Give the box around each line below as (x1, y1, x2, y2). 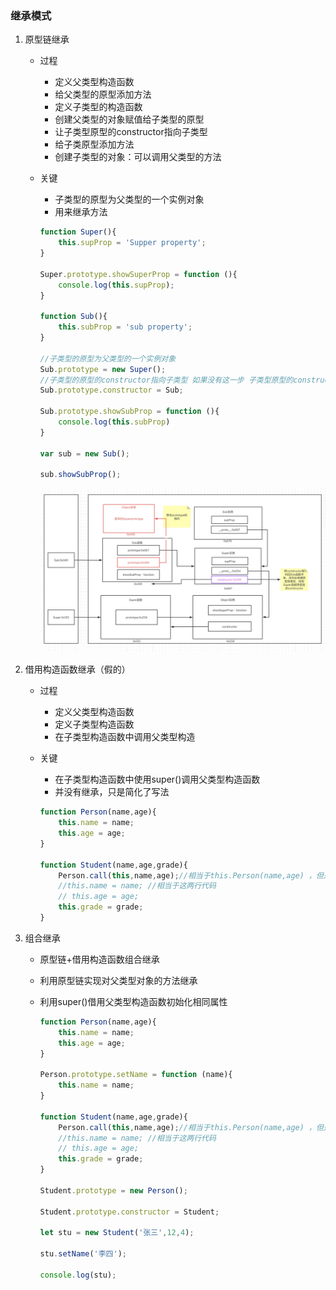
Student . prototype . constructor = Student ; (39, 1207, 220, 1217)
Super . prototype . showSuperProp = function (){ (39, 269, 238, 279)
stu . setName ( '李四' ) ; (39, 1249, 127, 1259)
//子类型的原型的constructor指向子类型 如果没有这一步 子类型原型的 (39, 375, 294, 385)
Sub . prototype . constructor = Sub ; (39, 385, 184, 396)
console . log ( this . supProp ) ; (58, 280, 175, 290)
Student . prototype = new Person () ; (39, 1185, 188, 1196)
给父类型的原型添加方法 (54, 88, 152, 101)
